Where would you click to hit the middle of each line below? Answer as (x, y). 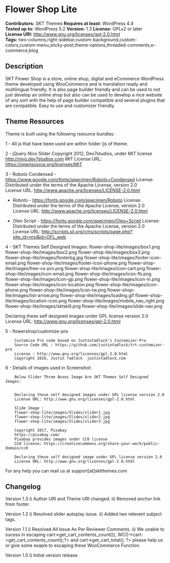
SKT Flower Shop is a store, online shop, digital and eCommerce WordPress (84, 78)
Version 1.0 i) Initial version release (41, 555)
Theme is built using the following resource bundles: (60, 134)
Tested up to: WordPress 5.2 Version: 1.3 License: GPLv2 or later (74, 28)
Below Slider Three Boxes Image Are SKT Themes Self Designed (81, 377)
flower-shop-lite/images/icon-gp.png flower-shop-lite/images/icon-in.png (83, 279)
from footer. (18, 504)
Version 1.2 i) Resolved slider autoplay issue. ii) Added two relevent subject (83, 514)
